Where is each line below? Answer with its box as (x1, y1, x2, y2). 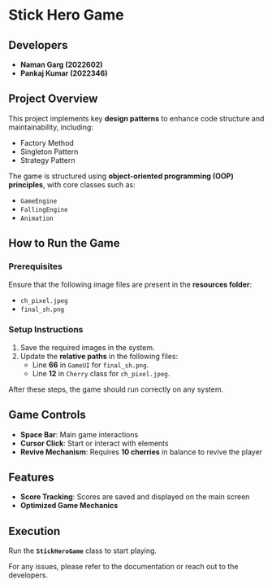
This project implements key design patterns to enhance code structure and (8, 113, 265, 123)
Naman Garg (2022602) (19, 59, 103, 69)
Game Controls (8, 408, 87, 422)
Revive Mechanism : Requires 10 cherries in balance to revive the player (19, 446, 262, 457)
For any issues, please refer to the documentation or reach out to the (8, 562, 239, 572)
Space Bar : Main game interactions (19, 429, 139, 439)
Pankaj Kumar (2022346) (19, 68, 108, 78)
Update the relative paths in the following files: (19, 351, 179, 361)
